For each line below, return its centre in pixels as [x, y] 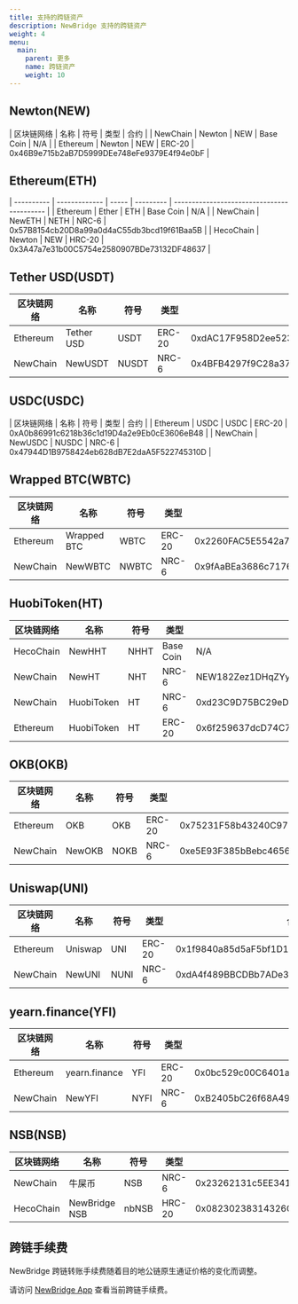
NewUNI [83, 975]
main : [27, 51]
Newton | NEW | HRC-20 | [57, 240]
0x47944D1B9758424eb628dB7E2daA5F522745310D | [110, 452]
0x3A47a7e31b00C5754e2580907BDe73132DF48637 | [110, 249]
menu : [19, 42]
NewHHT [88, 651]
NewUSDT [87, 364]
